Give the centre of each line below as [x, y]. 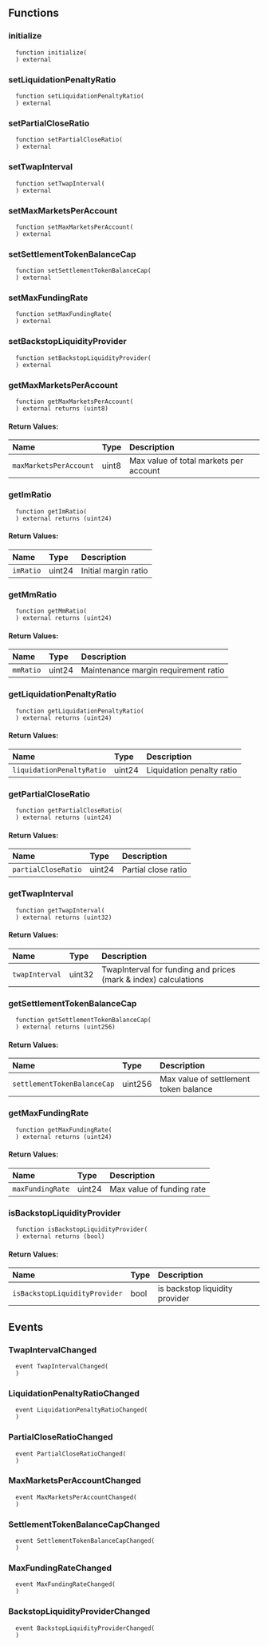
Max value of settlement [205, 1079]
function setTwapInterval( [60, 183]
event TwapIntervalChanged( [62, 1366]
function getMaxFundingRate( [64, 1130]
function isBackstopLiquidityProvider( [82, 1230]
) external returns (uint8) [62, 409]
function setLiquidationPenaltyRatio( [80, 96]
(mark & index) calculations [153, 979]
